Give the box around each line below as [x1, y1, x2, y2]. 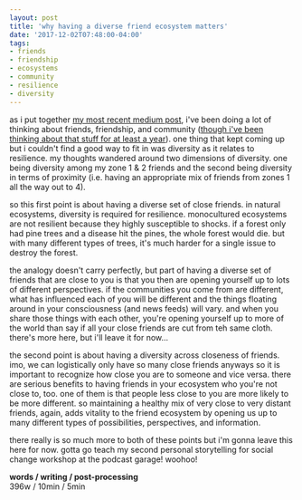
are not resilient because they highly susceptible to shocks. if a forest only [9, 218, 287, 229]
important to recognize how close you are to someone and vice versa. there [9, 369, 292, 380]
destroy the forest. [9, 246, 79, 258]
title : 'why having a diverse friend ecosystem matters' [9, 22, 229, 31]
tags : [9, 38, 30, 48]
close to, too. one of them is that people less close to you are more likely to [9, 388, 289, 399]
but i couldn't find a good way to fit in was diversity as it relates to [9, 142, 255, 154]
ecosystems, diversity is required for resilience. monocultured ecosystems [9, 208, 288, 219]
